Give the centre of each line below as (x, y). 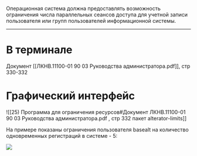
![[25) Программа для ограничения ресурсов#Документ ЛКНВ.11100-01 (96, 112)
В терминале (39, 50)
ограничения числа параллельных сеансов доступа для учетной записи (97, 15)
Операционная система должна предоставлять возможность (84, 8)
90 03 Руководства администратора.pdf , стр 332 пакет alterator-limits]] (96, 118)
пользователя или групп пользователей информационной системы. (91, 21)
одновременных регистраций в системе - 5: (62, 136)
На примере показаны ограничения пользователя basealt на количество (97, 129)
